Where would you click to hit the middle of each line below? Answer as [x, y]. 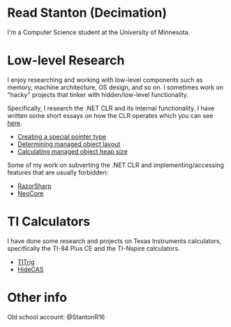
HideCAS [30, 269]
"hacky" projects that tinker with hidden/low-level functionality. [98, 94]
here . [15, 123]
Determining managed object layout [69, 144]
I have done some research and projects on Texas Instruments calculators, [114, 241]
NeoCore [30, 193]
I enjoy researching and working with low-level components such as [105, 80]
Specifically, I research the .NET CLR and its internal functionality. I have [111, 108]
